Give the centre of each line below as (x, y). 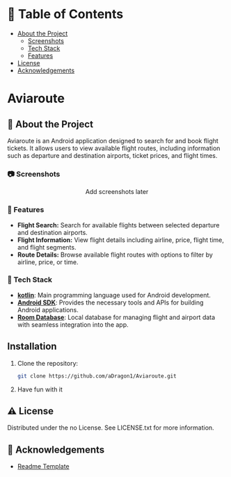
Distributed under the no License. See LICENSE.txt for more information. (111, 428)
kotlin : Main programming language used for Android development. (114, 295)
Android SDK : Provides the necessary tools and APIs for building (110, 302)
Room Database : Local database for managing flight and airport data (116, 317)
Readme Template (43, 467)
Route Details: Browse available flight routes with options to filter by (115, 254)
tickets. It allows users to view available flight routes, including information (114, 148)
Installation (32, 347)
